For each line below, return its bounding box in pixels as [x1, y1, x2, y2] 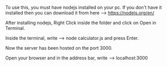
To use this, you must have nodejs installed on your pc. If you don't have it [5, 5, 162, 10]
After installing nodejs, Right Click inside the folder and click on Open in [5, 20, 156, 26]
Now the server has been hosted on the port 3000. [5, 45, 113, 51]
